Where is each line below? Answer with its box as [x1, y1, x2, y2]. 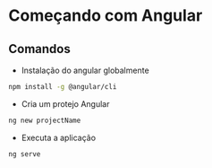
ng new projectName [8, 116, 81, 125]
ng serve [8, 149, 41, 158]
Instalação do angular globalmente [21, 65, 149, 75]
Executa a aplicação [21, 132, 96, 143]
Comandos [8, 41, 71, 57]
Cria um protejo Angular [21, 98, 110, 109]
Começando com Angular [8, 5, 203, 26]
